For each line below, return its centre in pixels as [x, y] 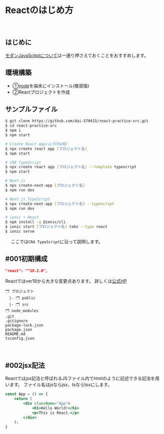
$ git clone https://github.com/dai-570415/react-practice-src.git [77, 121]
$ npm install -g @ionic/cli [35, 222]
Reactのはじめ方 [39, 10]
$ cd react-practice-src [31, 126]
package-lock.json [24, 325]
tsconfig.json [20, 338]
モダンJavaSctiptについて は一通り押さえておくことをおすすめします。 [77, 55]
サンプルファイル [31, 109]
